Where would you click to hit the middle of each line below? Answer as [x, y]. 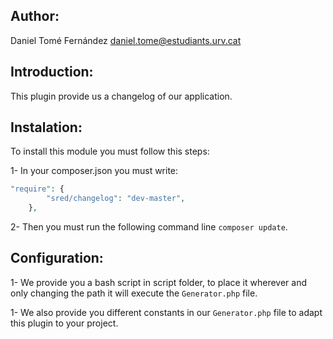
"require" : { [37, 189]
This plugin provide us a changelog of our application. [121, 96]
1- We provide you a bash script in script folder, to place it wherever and [159, 282]
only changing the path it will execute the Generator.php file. [134, 293]
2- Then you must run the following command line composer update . [149, 227]
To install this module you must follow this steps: [110, 151]
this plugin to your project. [64, 323]
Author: [35, 16]
